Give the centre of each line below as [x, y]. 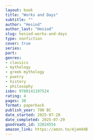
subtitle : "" [19, 19]
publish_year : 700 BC [28, 110]
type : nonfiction [24, 39]
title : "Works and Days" [32, 15]
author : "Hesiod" [24, 24]
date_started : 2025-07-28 [33, 115]
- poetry [15, 77]
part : [11, 53]
